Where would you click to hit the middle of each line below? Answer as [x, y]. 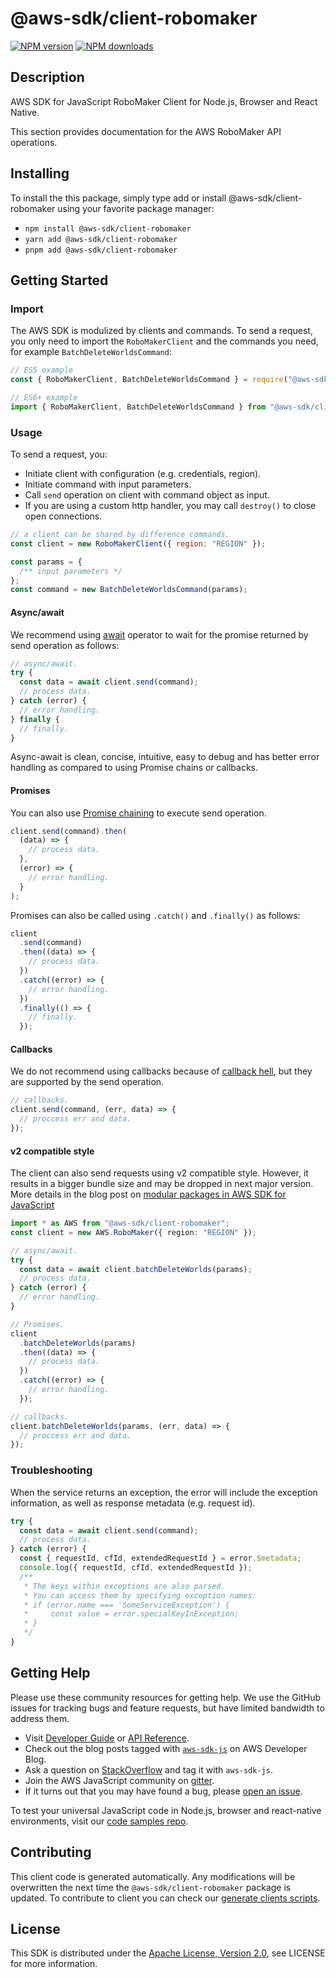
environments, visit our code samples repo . [99, 1821]
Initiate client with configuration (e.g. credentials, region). [143, 474]
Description [47, 77]
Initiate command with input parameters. [108, 484]
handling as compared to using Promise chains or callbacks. [134, 768]
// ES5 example [42, 370]
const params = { [46, 562]
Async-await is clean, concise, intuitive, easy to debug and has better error [165, 757]
